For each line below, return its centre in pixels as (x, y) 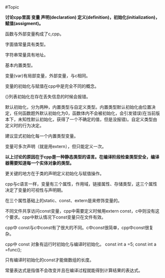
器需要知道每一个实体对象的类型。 (40, 163)
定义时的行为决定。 (25, 125)
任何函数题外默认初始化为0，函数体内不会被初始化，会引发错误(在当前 (84, 113)
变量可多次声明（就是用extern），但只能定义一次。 (56, 146)
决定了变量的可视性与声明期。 (35, 190)
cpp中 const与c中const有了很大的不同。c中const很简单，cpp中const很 (77, 228)
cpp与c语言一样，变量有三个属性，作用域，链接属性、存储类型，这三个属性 (81, 184)
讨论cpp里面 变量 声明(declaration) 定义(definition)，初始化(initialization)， (82, 17)
